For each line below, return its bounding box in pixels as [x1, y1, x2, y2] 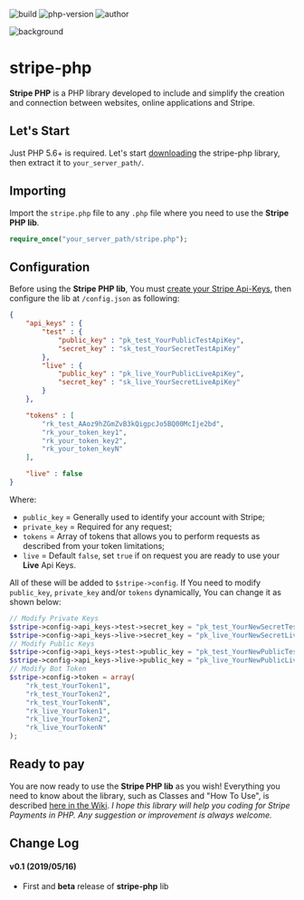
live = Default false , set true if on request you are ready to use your [22, 550, 280, 561]
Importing [9, 184, 66, 199]
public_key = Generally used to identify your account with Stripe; [22, 511, 265, 522]
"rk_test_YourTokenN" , [25, 697, 111, 707]
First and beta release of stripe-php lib [22, 881, 169, 892]
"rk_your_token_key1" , [42, 428, 128, 437]
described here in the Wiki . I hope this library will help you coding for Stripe [9, 800, 291, 810]
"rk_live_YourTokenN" [25, 724, 107, 733]
